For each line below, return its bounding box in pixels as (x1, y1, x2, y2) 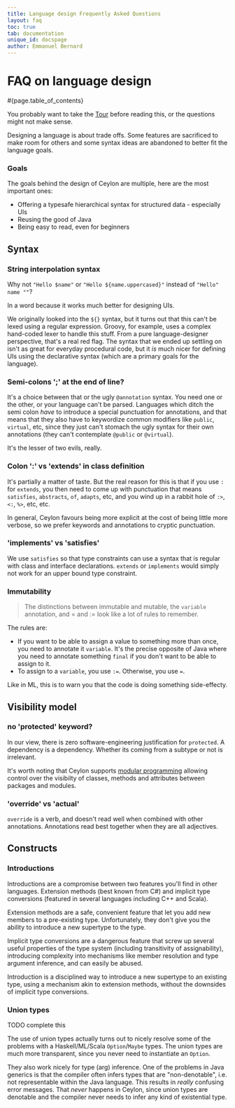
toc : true (7, 23, 36, 30)
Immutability (7, 587, 52, 596)
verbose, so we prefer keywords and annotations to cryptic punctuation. (7, 521, 215, 529)
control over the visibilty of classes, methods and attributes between (7, 773, 205, 782)
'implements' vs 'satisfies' (7, 538, 100, 548)
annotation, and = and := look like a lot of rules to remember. (24, 610, 199, 618)
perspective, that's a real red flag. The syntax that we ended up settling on (7, 337, 222, 345)
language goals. (7, 145, 54, 154)
